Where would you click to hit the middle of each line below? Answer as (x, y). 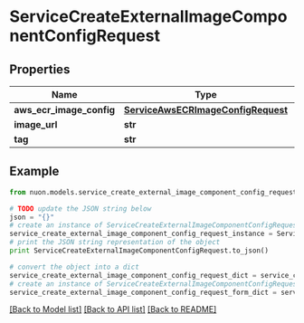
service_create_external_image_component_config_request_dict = (133, 275)
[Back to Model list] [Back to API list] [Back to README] (113, 309)
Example (34, 171)
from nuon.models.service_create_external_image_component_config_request (153, 192)
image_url (36, 124)
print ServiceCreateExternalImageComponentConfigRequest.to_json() (139, 251)
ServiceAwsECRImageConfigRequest (205, 110)
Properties (40, 69)
